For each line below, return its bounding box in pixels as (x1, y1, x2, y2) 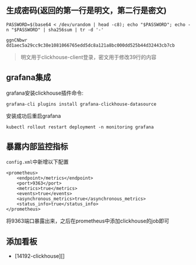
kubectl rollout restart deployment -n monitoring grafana (6, 124, 154, 130)
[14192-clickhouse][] (14, 253, 65, 260)
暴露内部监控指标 (6, 141, 68, 152)
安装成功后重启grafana (6, 112, 61, 119)
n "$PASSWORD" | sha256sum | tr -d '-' (6, 27, 104, 33)
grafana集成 (6, 73, 51, 83)
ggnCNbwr (6, 37, 28, 43)
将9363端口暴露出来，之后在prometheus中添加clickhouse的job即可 (6, 218, 170, 225)
